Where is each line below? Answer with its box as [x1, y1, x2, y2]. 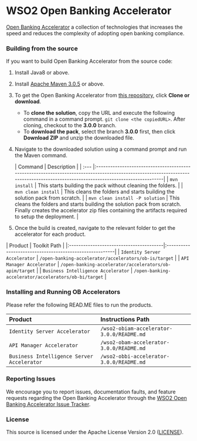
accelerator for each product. [14, 230, 86, 238]
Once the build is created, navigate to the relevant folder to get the [14, 225, 176, 232]
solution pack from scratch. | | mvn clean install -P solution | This [14, 195, 180, 202]
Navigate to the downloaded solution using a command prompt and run [14, 145, 187, 153]
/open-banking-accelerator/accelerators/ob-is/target [39, 256, 174, 262]
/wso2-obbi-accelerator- [100, 353, 170, 359]
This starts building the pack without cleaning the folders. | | [38, 182, 184, 189]
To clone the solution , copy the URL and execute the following [23, 110, 175, 117]
